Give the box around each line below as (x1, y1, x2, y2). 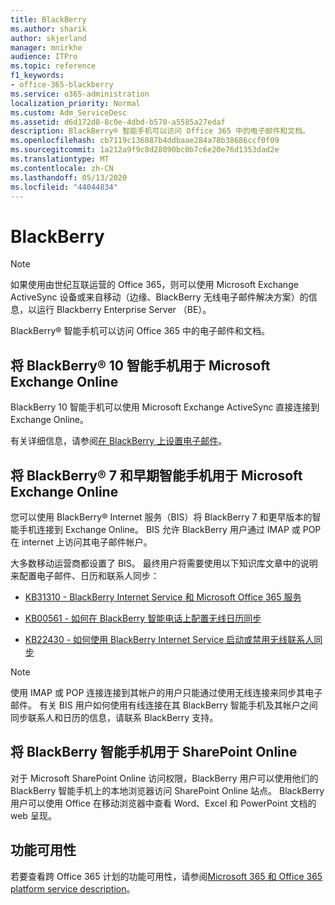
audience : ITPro (10, 52, 78, 62)
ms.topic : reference (10, 61, 97, 71)
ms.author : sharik (10, 24, 87, 34)
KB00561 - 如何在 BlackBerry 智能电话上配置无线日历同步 (24, 612, 262, 624)
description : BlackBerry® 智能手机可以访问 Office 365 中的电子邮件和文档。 (10, 126, 310, 136)
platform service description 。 (10, 882, 136, 895)
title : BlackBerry (10, 14, 87, 25)
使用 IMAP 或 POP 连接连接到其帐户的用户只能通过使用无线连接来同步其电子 (10, 686, 323, 698)
